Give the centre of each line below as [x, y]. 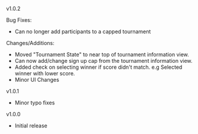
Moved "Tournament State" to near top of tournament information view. [102, 55]
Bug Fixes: [19, 20]
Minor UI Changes [37, 80]
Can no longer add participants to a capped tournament [83, 31]
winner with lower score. [45, 73]
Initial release [31, 126]
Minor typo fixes [35, 103]
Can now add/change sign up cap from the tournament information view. [103, 61]
